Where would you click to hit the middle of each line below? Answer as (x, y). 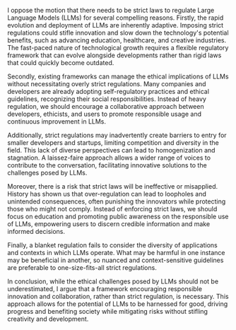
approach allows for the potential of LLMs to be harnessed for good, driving (118, 304)
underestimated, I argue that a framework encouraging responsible (105, 289)
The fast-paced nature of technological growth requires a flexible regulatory (118, 48)
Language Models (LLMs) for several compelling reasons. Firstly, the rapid (116, 18)
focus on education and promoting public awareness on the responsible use (118, 216)
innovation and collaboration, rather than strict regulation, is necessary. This (118, 296)
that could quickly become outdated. (61, 63)
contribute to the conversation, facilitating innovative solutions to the (107, 165)
